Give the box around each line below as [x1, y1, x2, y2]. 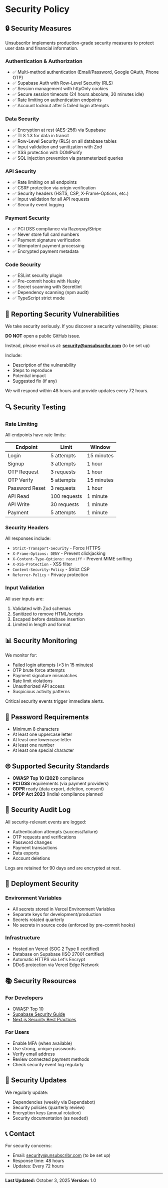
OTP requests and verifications [12, 834, 76, 840]
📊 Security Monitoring [5, 636, 77, 645]
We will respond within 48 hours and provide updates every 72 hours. [5, 388, 149, 394]
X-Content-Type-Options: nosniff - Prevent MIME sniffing [12, 556, 132, 562]
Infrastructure [5, 934, 40, 941]
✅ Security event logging [12, 201, 64, 207]
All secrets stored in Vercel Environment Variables [12, 906, 115, 912]
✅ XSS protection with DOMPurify [12, 149, 82, 155]
